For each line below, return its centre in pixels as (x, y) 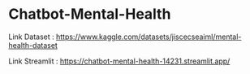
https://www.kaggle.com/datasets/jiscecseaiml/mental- (149, 37)
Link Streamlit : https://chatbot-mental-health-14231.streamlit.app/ (119, 61)
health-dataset (33, 45)
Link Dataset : (31, 37)
